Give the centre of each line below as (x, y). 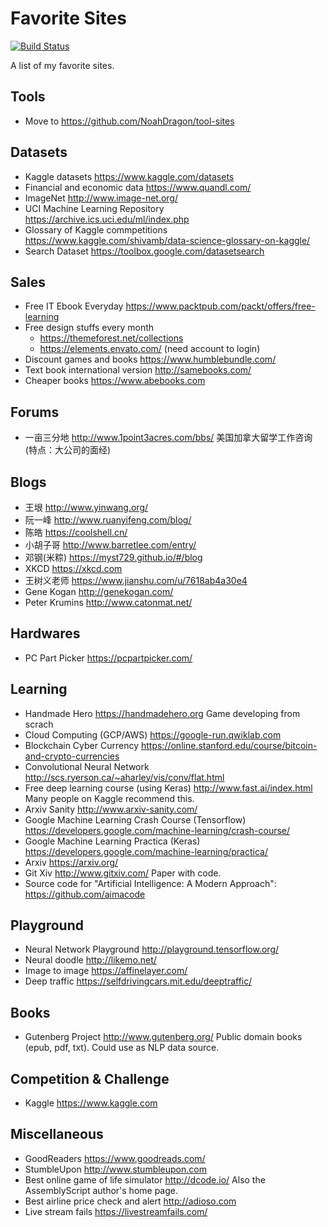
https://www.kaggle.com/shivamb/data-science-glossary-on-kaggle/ (167, 240)
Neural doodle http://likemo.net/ (90, 960)
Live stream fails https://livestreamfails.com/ (116, 1211)
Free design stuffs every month (89, 328)
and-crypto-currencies (72, 756)
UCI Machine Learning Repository (94, 208)
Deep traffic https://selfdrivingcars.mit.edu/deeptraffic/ (138, 981)
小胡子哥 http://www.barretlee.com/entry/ (110, 545)
